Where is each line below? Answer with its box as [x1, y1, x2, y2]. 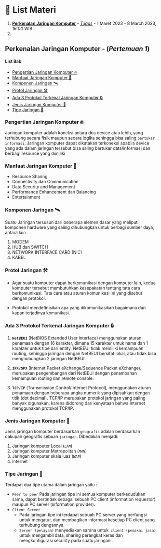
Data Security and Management [12, 184, 76, 190]
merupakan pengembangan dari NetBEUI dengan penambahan [12, 371, 137, 376]
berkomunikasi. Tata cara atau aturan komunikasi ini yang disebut [12, 290, 142, 296]
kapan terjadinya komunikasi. [12, 310, 70, 316]
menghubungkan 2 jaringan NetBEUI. [12, 356, 86, 362]
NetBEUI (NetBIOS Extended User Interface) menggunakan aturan [12, 335, 142, 341]
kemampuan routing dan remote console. [12, 375, 94, 381]
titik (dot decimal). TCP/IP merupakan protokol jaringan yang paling [12, 395, 146, 401]
